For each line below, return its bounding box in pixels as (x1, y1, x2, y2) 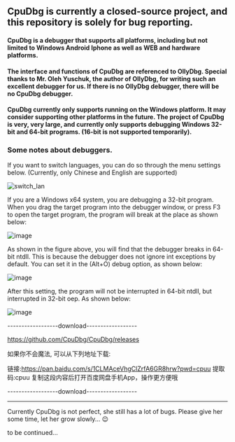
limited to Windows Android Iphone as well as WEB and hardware (7, 43, 201, 52)
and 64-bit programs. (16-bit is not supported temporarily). (16, 127, 192, 136)
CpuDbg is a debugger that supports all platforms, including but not (7, 36, 208, 44)
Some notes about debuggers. (7, 145, 113, 155)
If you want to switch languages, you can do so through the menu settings (7, 161, 221, 170)
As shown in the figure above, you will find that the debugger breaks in (7, 245, 211, 254)
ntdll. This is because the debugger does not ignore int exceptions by (16, 252, 216, 261)
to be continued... (7, 429, 58, 437)
